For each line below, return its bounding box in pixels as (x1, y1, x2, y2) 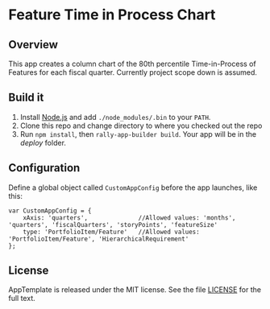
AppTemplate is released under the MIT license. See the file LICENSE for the (8, 285, 262, 295)
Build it (8, 91, 44, 105)
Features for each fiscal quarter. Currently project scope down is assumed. (8, 68, 258, 77)
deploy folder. (19, 138, 67, 147)
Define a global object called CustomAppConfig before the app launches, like (8, 183, 258, 192)
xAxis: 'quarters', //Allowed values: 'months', (23, 213, 236, 222)
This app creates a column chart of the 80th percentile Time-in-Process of (8, 59, 256, 68)
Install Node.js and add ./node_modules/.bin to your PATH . (19, 112, 211, 122)
